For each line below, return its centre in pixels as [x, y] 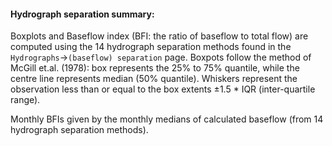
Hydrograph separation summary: [82, 14]
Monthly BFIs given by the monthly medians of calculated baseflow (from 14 [167, 119]
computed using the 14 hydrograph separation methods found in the [151, 47]
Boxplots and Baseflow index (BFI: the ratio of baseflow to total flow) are [159, 36]
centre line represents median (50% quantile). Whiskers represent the [154, 79]
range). [25, 100]
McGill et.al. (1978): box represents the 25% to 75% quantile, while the [155, 68]
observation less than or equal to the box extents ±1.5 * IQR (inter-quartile [163, 89]
